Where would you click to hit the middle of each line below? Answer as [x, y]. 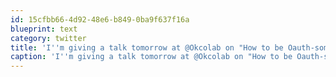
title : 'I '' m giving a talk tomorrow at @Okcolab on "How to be [147, 47]
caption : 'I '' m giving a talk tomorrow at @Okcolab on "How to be [151, 57]
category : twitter [48, 38]
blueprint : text [44, 29]
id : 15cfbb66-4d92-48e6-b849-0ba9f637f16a [100, 19]
